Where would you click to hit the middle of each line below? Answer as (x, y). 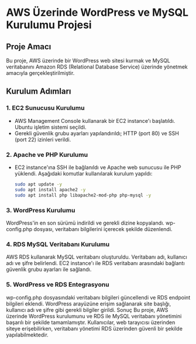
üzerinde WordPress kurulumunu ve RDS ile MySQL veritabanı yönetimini (94, 316)
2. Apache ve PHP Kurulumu (47, 154)
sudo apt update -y (38, 184)
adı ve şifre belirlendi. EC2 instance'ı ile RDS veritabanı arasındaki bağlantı (96, 263)
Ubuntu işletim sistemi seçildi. (50, 127)
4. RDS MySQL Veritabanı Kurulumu (58, 244)
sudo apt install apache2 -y (50, 190)
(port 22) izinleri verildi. (43, 139)
